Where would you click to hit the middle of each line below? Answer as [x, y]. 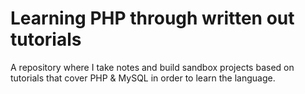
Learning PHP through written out [152, 18]
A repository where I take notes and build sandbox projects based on [152, 67]
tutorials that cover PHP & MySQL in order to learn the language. [143, 78]
